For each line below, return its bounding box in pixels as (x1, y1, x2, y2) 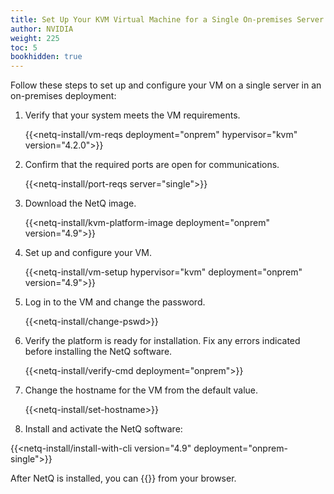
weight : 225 (10, 33, 60, 43)
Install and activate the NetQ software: (24, 423, 183, 435)
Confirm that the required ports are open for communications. (24, 159, 280, 171)
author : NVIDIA (10, 24, 74, 34)
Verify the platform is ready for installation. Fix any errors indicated (24, 335, 301, 347)
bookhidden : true (10, 52, 83, 62)
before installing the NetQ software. (24, 346, 173, 358)
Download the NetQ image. (24, 197, 137, 210)
